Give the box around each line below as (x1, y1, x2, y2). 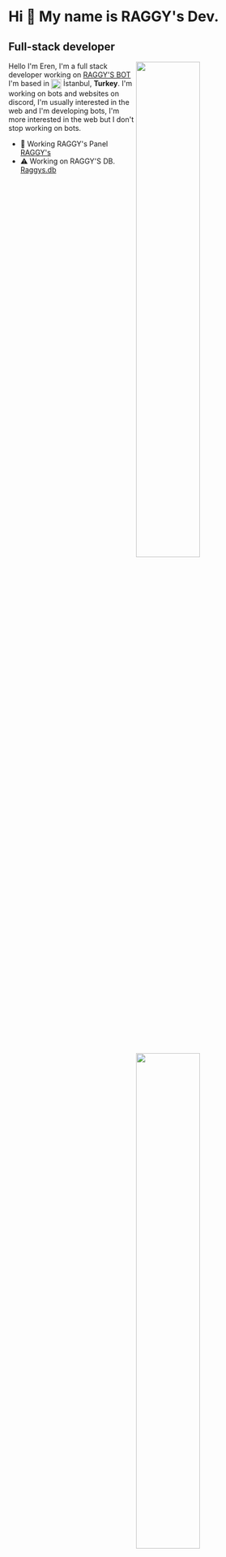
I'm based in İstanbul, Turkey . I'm (8, 79, 132, 88)
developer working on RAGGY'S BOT (8, 70, 131, 80)
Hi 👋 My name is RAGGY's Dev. (8, 7, 220, 26)
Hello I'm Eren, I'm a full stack (8, 61, 108, 71)
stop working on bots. (8, 124, 82, 133)
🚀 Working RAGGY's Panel (19, 139, 109, 149)
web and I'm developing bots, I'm (8, 106, 120, 116)
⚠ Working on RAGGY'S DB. (19, 156, 116, 166)
